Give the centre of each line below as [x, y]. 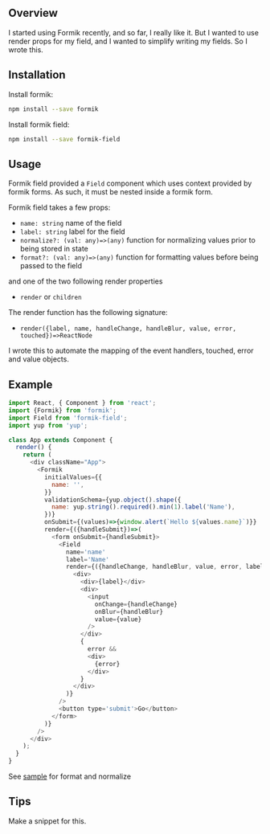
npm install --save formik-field [64, 139]
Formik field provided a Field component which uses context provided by [130, 183]
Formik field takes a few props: [59, 207]
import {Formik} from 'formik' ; [62, 410]
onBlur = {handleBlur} [129, 611]
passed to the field [51, 266]
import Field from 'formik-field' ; [68, 418]
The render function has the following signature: [88, 313]
